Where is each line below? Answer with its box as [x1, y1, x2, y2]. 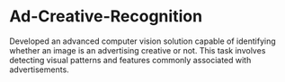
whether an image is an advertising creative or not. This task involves [9, 45, 266, 55]
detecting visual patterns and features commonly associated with [9, 54, 252, 65]
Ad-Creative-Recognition [9, 6, 203, 27]
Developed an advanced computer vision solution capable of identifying [9, 36, 276, 46]
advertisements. [9, 64, 69, 75]
